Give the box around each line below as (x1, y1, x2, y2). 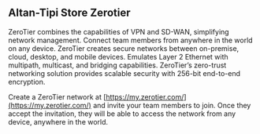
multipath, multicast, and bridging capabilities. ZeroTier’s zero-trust (8, 60, 227, 70)
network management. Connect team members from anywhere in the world (8, 35, 254, 45)
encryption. (8, 77, 46, 86)
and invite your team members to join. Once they (93, 100, 251, 110)
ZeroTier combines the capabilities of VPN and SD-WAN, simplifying (8, 27, 230, 36)
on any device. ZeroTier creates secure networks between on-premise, (8, 43, 240, 53)
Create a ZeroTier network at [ (8, 92, 106, 101)
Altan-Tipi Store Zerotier (8, 6, 132, 20)
